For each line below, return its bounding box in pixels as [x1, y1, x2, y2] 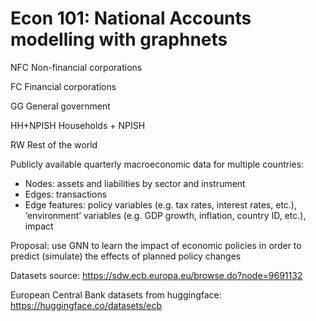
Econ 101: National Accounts [10, 7, 252, 30]
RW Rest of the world [10, 138, 98, 151]
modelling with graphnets [10, 28, 228, 51]
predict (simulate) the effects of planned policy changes [10, 250, 242, 262]
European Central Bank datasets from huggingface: [10, 288, 222, 301]
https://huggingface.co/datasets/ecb [10, 299, 163, 311]
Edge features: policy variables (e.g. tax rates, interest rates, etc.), [24, 198, 298, 211]
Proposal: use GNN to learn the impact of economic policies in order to [10, 239, 302, 251]
